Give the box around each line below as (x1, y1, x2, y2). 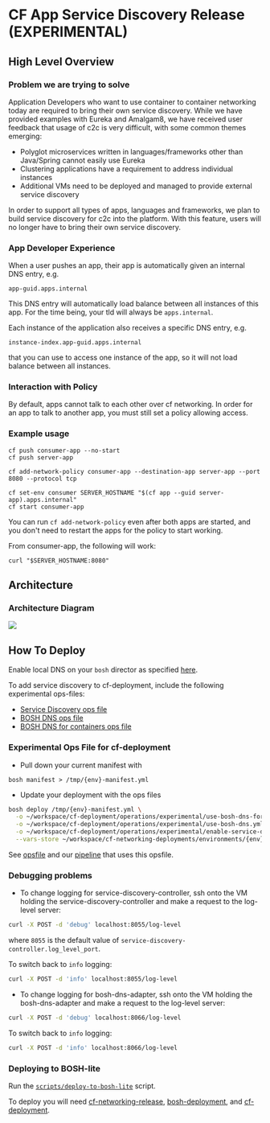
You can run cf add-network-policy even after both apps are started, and (8, 516, 251, 526)
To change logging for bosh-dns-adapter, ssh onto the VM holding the (19, 989, 253, 999)
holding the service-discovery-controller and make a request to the (19, 897, 243, 907)
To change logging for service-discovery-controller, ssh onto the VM (19, 888, 247, 898)
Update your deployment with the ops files (19, 790, 162, 800)
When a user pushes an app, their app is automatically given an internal (8, 261, 245, 270)
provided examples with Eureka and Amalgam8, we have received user (8, 114, 243, 124)
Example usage (8, 428, 70, 439)
